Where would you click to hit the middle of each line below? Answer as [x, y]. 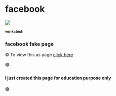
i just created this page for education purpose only [58, 78]
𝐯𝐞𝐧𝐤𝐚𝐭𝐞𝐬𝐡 [14, 31]
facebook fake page [30, 44]
